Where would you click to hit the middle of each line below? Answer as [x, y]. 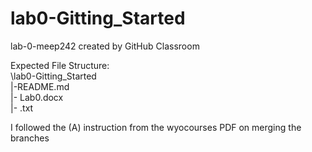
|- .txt [22, 108]
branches [30, 138]
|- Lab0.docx [37, 97]
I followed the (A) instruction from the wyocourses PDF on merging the [156, 127]
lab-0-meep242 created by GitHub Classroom [105, 46]
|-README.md [40, 86]
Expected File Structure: [60, 65]
